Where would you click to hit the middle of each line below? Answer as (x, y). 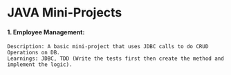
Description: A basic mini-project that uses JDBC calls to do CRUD (108, 47)
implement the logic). (40, 65)
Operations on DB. (34, 53)
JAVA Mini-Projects (65, 13)
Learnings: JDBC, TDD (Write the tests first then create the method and (116, 59)
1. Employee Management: (46, 32)
